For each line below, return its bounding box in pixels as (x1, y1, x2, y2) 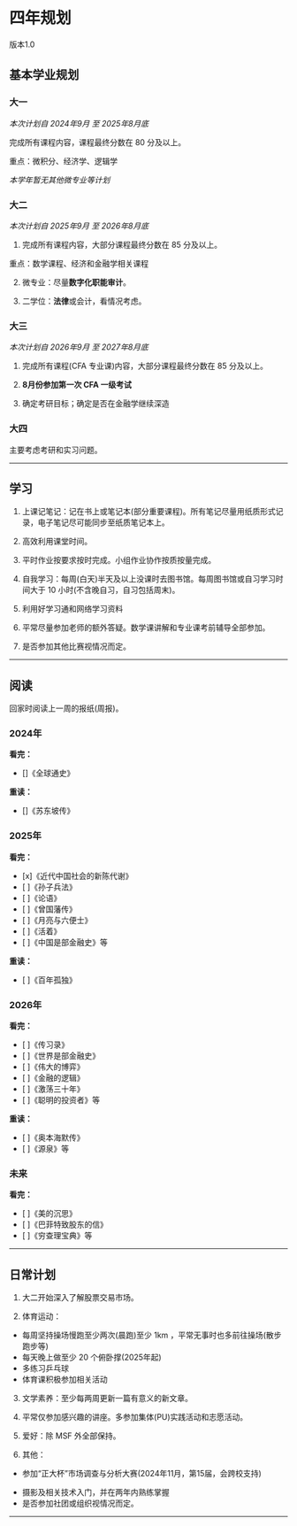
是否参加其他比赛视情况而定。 (21, 641, 131, 651)
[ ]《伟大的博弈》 (21, 1061, 85, 1072)
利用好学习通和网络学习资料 (21, 604, 124, 614)
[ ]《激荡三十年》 (21, 1083, 85, 1094)
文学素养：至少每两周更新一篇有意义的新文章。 (21, 1393, 193, 1404)
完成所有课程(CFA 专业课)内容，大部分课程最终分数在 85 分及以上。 (21, 360, 268, 372)
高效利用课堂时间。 (21, 536, 93, 547)
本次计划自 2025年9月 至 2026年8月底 (9, 220, 148, 231)
